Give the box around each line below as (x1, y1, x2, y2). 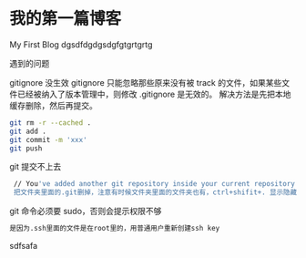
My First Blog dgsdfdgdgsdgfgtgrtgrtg (9, 38, 153, 50)
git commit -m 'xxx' (9, 135, 88, 144)
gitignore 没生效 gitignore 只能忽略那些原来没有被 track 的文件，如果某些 (9, 77, 282, 88)
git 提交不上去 (9, 161, 62, 172)
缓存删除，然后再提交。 (9, 99, 97, 110)
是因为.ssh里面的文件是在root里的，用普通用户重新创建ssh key (9, 224, 220, 233)
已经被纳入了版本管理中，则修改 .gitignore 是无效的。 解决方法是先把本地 (16, 88, 291, 99)
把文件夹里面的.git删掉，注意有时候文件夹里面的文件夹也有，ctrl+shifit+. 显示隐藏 (13, 188, 298, 197)
